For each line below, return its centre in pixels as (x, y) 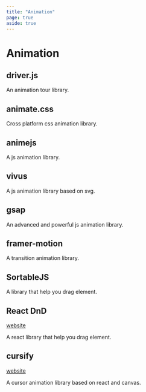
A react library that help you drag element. (59, 337)
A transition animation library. (43, 258)
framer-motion (35, 244)
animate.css (30, 109)
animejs (22, 143)
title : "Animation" (31, 12)
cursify (20, 356)
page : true (20, 18)
